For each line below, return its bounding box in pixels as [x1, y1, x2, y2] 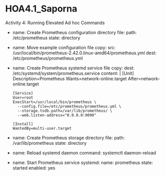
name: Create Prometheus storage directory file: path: [12, 134, 125, 141]
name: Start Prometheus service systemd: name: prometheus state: [12, 159, 153, 165]
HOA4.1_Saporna [5, 3, 77, 15]
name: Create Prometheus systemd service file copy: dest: [12, 65, 135, 71]
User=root [12, 95, 34, 100]
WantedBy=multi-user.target [12, 126, 72, 131]
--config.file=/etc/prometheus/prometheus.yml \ [17, 104, 122, 109]
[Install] [12, 121, 34, 126]
